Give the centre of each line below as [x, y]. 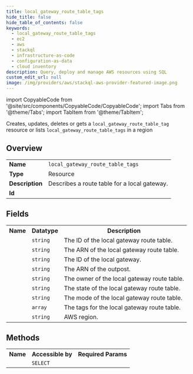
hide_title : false [29, 17]
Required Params [103, 355]
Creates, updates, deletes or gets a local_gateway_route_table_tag [88, 124]
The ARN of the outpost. [97, 269]
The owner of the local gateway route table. [124, 278]
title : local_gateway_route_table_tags [55, 12]
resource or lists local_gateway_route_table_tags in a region [79, 130]
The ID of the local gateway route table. [118, 240]
